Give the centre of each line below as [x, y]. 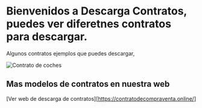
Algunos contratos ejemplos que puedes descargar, [71, 53]
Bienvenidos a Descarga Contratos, [96, 11]
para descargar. [47, 37]
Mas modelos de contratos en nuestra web [88, 84]
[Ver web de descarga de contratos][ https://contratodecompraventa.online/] [101, 98]
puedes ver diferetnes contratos [89, 24]
